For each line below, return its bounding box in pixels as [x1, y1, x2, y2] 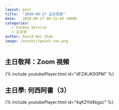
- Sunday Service [11, 25, 47, 30]
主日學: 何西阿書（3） [5, 86, 70, 94]
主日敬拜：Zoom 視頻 [5, 58, 69, 66]
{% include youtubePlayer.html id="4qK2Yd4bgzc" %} [5, 99, 114, 105]
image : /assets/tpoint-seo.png [5, 39, 68, 44]
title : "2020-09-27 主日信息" [5, 12, 66, 16]
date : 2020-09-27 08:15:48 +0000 [5, 16, 77, 21]
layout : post [5, 7, 32, 12]
